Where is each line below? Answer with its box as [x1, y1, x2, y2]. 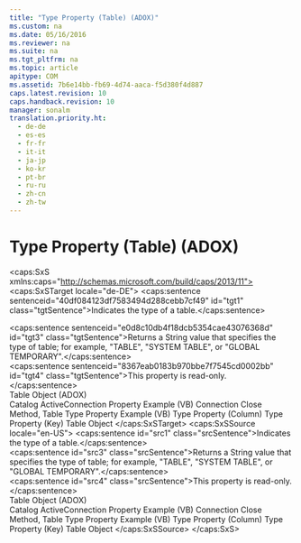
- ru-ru [17, 181, 47, 190]
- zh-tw [17, 198, 47, 207]
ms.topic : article [9, 64, 78, 73]
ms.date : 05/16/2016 [9, 30, 87, 39]
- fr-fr [17, 139, 47, 148]
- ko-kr [17, 164, 47, 173]
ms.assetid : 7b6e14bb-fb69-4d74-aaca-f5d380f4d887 [9, 80, 204, 89]
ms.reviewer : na [9, 38, 70, 48]
